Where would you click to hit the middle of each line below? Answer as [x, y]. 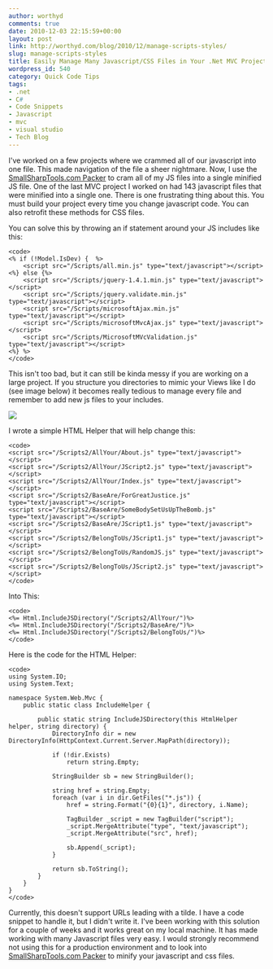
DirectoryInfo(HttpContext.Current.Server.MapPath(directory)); [119, 741]
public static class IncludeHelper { [87, 705]
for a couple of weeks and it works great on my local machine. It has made [133, 930]
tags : [17, 84]
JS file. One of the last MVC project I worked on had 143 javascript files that [135, 186]
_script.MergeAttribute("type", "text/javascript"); [158, 826]
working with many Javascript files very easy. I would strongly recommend [134, 938]
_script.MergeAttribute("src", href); [132, 833]
